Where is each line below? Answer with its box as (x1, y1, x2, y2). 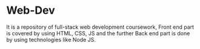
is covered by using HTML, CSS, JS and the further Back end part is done (6, 29, 190, 36)
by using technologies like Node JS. (6, 36, 96, 43)
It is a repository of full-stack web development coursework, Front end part (6, 23, 195, 30)
